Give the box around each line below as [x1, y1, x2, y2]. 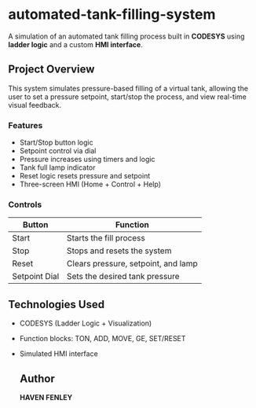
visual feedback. [8, 100, 62, 109]
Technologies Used [8, 297, 104, 311]
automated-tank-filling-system [8, 6, 216, 24]
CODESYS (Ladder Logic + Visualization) [19, 318, 152, 328]
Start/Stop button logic [19, 138, 93, 147]
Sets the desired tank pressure [66, 271, 180, 282]
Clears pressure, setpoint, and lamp [66, 258, 198, 269]
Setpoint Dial [12, 271, 60, 282]
